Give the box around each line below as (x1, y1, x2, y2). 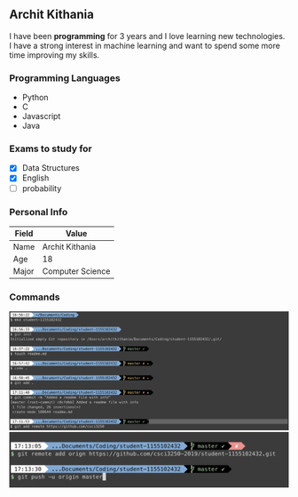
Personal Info (9, 205, 68, 218)
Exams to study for (9, 142, 92, 155)
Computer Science (42, 266, 111, 277)
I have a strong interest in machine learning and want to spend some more (9, 40, 281, 51)
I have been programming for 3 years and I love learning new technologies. (9, 30, 286, 41)
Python (21, 92, 49, 103)
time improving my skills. (9, 49, 100, 60)
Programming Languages (9, 71, 122, 84)
